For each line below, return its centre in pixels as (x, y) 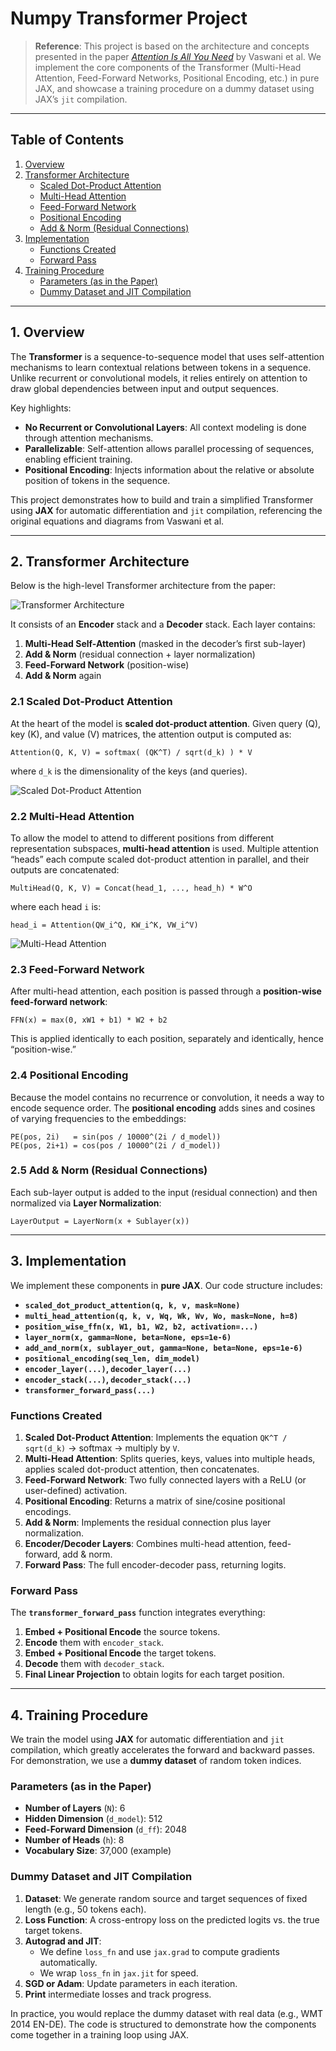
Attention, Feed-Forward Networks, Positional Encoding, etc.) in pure (177, 78)
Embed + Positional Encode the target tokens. (120, 1653)
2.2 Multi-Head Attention (72, 816)
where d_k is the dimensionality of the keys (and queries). (129, 771)
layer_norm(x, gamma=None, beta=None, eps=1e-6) (128, 1337)
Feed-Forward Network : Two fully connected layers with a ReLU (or (165, 1479)
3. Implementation (68, 1261)
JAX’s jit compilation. (81, 99)
